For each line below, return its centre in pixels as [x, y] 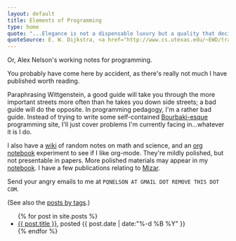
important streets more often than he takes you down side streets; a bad [112, 102]
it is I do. [20, 132]
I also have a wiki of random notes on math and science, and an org [105, 145]
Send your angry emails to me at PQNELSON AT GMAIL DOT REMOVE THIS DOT [113, 182]
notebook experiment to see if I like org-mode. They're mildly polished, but [116, 153]
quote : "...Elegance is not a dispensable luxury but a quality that [111, 33]
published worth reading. [44, 81]
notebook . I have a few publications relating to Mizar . [84, 168]
